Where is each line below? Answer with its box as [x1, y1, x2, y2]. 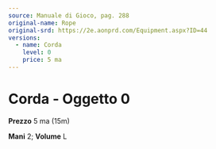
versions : [8, 33, 41, 42]
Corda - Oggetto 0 [8, 90, 131, 108]
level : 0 [22, 48, 52, 56]
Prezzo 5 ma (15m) [8, 116, 70, 125]
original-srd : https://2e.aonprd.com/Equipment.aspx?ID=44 [8, 26, 208, 34]
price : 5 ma [22, 56, 62, 64]
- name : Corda [15, 41, 62, 49]
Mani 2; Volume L [8, 132, 67, 141]
